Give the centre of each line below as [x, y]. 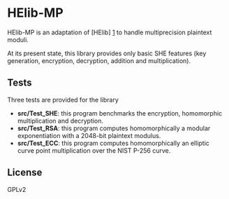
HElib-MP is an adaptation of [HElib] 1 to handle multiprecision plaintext [110, 32]
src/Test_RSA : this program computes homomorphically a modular [114, 128]
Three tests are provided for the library [63, 99]
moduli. [18, 39]
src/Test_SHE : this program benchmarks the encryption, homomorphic [120, 113]
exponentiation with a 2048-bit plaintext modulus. [89, 135]
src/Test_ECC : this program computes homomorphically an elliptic [113, 143]
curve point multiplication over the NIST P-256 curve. [94, 150]
